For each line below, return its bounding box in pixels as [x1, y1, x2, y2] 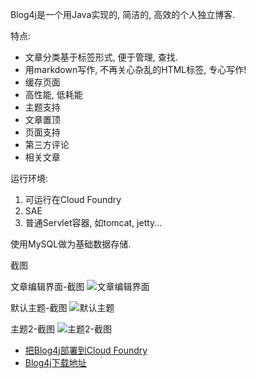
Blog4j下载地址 [24, 357, 87, 368]
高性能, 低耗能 [24, 89, 83, 100]
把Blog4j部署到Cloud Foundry [24, 344, 148, 356]
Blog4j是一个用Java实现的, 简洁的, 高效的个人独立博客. [10, 9, 236, 20]
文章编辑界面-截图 [10, 281, 85, 292]
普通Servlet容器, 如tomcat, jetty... [24, 217, 163, 228]
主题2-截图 [10, 323, 55, 335]
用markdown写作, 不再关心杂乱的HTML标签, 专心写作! [24, 64, 247, 75]
